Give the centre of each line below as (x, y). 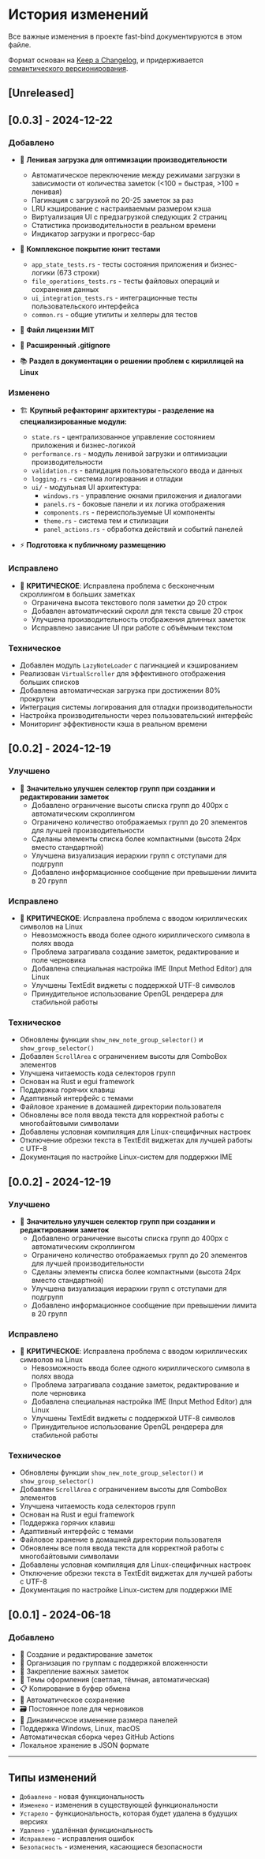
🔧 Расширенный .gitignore (65, 346)
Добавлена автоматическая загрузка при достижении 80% (120, 690)
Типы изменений (52, 1777)
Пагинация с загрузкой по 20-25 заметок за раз (112, 200)
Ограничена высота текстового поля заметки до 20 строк (129, 602)
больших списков (49, 682)
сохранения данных (65, 290)
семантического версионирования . (68, 68)
